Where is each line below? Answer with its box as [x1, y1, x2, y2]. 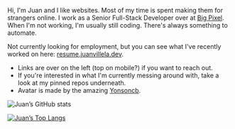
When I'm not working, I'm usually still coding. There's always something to [7, 21, 229, 29]
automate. [7, 28, 37, 37]
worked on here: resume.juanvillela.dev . [7, 50, 124, 58]
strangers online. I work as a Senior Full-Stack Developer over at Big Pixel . [7, 13, 225, 22]
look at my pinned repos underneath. [17, 79, 126, 87]
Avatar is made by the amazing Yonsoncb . [17, 86, 141, 94]
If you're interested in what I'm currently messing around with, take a [17, 71, 219, 79]
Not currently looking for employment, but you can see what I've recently [7, 43, 222, 50]
